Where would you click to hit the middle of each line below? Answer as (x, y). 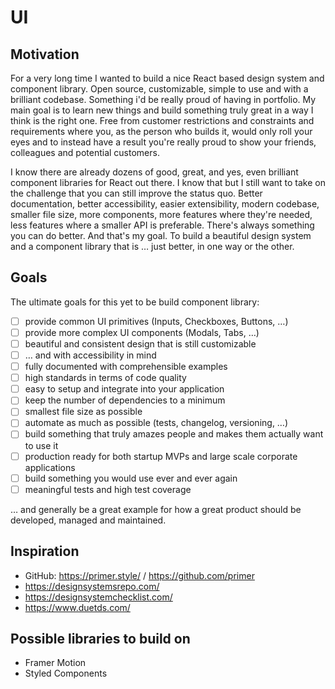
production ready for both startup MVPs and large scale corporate (161, 456)
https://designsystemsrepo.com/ (92, 586)
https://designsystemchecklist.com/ (98, 597)
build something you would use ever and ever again (131, 478)
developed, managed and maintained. (88, 520)
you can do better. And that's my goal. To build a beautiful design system (161, 235)
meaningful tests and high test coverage (108, 489)
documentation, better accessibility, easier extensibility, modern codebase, (165, 204)
